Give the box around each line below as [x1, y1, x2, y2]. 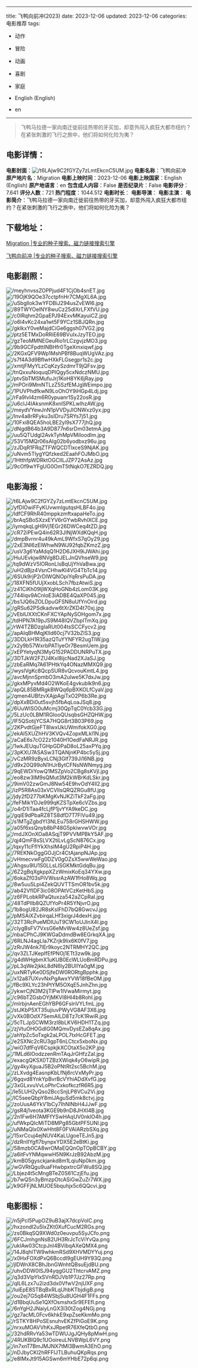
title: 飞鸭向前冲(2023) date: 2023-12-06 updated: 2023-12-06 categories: [6, 12, 187, 20]
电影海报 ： [6, 481, 45, 491]
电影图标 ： [6, 1201, 45, 1211]
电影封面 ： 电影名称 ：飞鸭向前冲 [6, 167, 187, 174]
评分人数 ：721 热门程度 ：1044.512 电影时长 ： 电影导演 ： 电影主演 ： [19, 189, 184, 196]
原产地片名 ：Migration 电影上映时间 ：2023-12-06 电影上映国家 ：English [6, 174, 183, 181]
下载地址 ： [6, 223, 45, 233]
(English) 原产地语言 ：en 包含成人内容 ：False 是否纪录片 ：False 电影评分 [6, 181, 184, 189]
